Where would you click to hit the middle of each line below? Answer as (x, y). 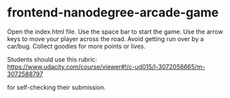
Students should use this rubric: (52, 59)
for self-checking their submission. (57, 87)
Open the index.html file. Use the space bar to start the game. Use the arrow (115, 32)
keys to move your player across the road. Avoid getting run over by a (105, 38)
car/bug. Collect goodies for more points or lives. (77, 46)
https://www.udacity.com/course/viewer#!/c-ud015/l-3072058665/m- (106, 66)
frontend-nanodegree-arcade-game (113, 13)
